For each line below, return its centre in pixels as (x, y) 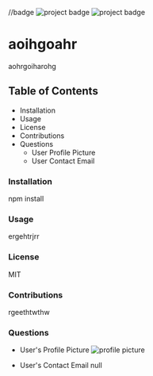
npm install (26, 199)
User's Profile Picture (54, 350)
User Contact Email (63, 161)
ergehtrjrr (24, 236)
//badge (21, 12)
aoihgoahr (43, 44)
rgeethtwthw (29, 312)
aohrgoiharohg (33, 66)
